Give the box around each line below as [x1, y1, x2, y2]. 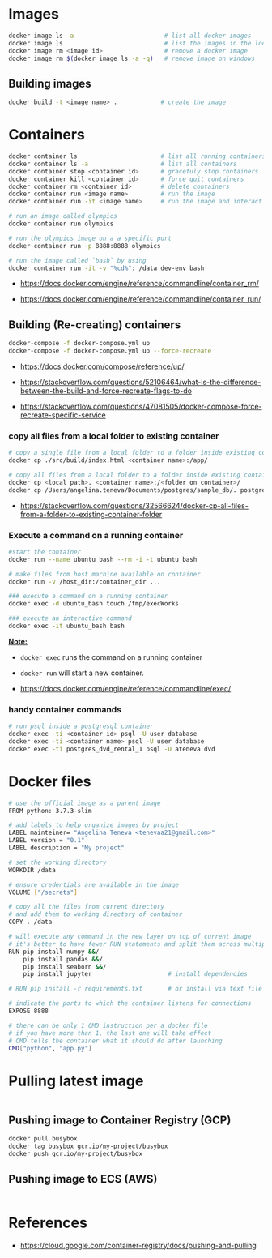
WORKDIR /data [8, 866, 57, 874]
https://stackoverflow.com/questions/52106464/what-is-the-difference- [19, 378, 261, 387]
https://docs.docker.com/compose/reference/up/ [19, 362, 185, 371]
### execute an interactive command [8, 614, 132, 623]
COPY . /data [8, 918, 53, 926]
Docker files [8, 772, 91, 790]
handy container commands [8, 704, 122, 715]
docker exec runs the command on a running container [19, 652, 203, 661]
